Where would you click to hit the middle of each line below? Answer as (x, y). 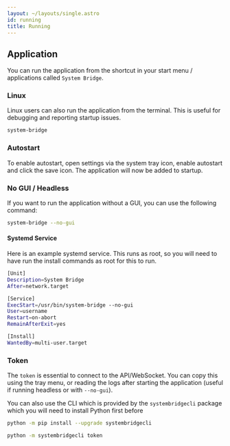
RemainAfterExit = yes (37, 324)
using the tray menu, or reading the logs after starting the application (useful (115, 383)
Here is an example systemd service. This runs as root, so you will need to (112, 254)
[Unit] (16, 274)
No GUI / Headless (38, 188)
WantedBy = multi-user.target (47, 343)
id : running (24, 20)
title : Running (29, 26)
